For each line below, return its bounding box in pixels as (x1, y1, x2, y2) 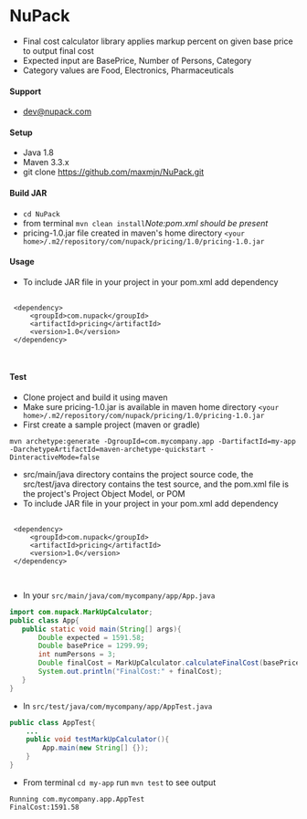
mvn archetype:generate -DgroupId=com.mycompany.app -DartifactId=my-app (9, 436, 297, 446)
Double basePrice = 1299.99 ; (37, 641, 149, 651)
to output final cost (22, 45, 94, 56)
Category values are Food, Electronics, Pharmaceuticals (22, 65, 235, 76)
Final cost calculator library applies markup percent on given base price (22, 36, 294, 47)
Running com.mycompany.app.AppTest (9, 794, 145, 803)
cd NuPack (22, 209, 61, 219)
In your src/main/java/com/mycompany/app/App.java (22, 590, 216, 601)
